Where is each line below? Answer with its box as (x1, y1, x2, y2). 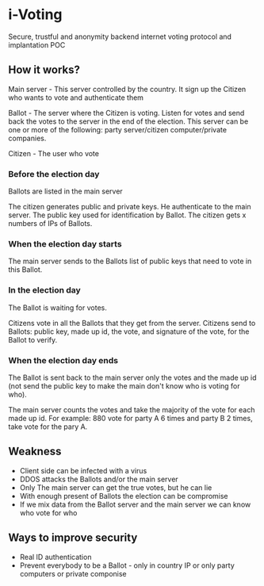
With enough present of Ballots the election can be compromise (19, 491, 228, 500)
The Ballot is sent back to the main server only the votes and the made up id (8, 373, 257, 382)
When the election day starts (8, 238, 122, 249)
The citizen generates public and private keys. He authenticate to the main (8, 202, 251, 212)
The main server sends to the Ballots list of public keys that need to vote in (8, 256, 252, 266)
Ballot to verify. (8, 335, 58, 344)
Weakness (8, 445, 62, 458)
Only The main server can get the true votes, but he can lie (19, 482, 212, 492)
